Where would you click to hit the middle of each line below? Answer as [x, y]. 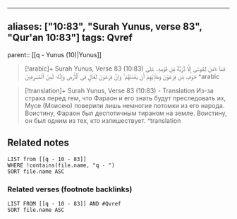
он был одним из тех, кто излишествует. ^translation [103, 120]
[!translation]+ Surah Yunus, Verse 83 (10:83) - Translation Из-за [119, 90]
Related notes [38, 143]
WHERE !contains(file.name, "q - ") [61, 165]
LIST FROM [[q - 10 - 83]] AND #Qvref [64, 203]
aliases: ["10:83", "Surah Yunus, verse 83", [105, 26]
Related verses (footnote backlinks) [70, 189]
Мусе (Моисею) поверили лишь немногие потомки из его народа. [124, 105]
